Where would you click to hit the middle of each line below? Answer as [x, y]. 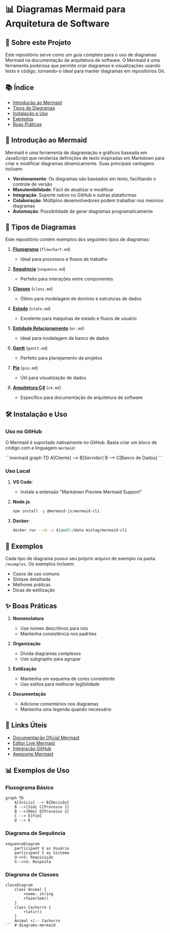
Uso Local [18, 471]
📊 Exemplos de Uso [37, 771]
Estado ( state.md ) [32, 309]
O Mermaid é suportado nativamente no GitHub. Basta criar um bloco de [81, 443]
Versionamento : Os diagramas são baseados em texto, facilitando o [84, 179]
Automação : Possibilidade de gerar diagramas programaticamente [83, 211]
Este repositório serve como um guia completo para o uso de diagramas [81, 55]
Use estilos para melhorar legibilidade [60, 684]
